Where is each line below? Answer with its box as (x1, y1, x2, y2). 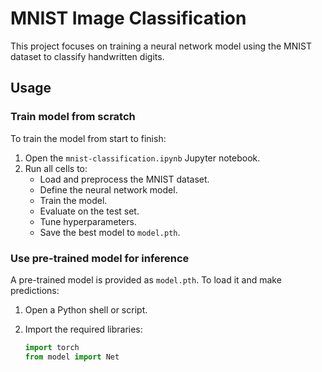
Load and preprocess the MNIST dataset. (39, 173, 210, 185)
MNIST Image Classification (10, 7, 247, 30)
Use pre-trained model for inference (10, 251, 190, 265)
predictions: (10, 284, 60, 296)
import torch (24, 342, 80, 352)
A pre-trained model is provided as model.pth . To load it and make (10, 273, 282, 286)
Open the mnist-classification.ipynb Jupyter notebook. (24, 152, 261, 164)
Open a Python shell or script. (24, 303, 148, 316)
